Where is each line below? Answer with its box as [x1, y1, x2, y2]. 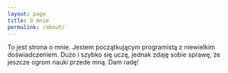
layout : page [7, 10, 46, 18]
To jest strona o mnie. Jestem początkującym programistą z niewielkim [7, 43, 216, 52]
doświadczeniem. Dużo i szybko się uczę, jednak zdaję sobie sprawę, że [7, 50, 221, 59]
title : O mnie [7, 17, 50, 24]
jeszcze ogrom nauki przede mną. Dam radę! [7, 58, 139, 67]
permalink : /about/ [7, 23, 66, 30]
